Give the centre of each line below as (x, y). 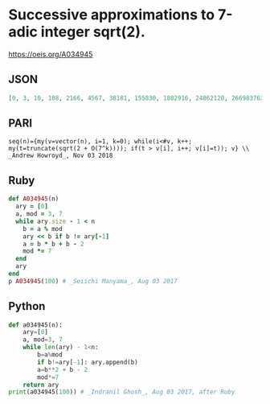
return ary (41, 385)
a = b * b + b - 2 (53, 244)
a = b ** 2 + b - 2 (63, 369)
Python (27, 306)
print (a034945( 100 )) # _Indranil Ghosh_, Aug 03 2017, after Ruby (122, 392)
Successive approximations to (112, 15)
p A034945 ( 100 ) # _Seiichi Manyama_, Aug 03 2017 (93, 281)
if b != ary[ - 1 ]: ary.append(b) (88, 362)
